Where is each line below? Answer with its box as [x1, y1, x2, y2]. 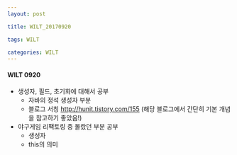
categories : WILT [7, 49, 59, 56]
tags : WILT [7, 36, 40, 43]
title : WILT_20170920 [7, 23, 72, 30]
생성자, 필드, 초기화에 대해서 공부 [17, 87, 109, 96]
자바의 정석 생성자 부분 [28, 96, 92, 105]
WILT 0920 [7, 70, 41, 79]
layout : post [7, 10, 46, 18]
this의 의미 [28, 140, 58, 149]
